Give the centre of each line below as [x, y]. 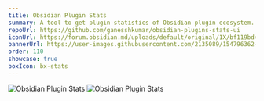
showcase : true [33, 60]
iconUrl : [22, 37]
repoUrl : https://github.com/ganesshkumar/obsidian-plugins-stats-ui [125, 30]
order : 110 [26, 52]
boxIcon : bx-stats [38, 67]
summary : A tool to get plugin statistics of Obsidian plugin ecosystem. [132, 23]
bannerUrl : [26, 45]
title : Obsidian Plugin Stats [58, 15]
